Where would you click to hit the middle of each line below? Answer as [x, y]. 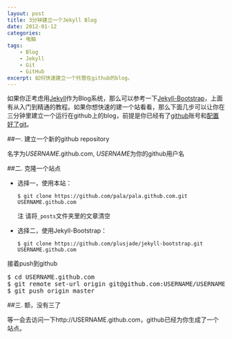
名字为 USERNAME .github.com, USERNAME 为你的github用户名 [96, 154]
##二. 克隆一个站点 [34, 168]
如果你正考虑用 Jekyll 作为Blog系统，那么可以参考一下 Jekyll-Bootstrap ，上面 [115, 98]
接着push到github [32, 264]
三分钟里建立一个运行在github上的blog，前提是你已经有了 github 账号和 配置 [113, 116]
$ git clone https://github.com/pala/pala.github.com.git [102, 196]
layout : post [26, 13]
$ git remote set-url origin [56, 284]
